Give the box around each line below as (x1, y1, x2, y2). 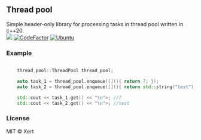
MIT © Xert (6, 127, 34, 135)
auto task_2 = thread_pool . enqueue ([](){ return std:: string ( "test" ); (17, 83, 197, 90)
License (6, 114, 30, 123)
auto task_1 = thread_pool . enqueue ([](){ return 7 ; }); (17, 78, 160, 84)
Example (6, 49, 32, 57)
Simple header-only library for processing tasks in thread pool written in (6, 20, 184, 27)
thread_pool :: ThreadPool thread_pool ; (17, 68, 114, 74)
